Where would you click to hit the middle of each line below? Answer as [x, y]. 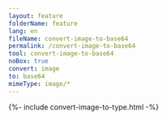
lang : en [23, 31]
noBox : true [28, 62]
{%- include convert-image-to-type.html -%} [84, 107]
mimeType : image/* [39, 84]
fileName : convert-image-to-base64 [69, 39]
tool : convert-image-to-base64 [61, 54]
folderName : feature [43, 24]
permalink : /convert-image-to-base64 [72, 46]
